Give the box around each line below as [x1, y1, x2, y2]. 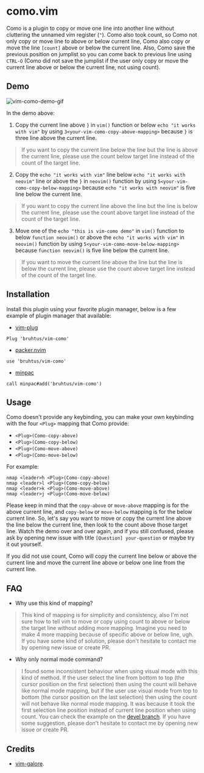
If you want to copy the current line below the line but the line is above [21, 146, 198, 153]
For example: [6, 463, 40, 470]
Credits [6, 744, 35, 754]
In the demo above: [6, 109, 55, 117]
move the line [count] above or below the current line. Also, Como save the [6, 44, 195, 51]
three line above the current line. [15, 134, 97, 141]
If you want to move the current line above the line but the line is [21, 258, 183, 265]
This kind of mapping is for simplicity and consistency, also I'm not [21, 612, 189, 619]
